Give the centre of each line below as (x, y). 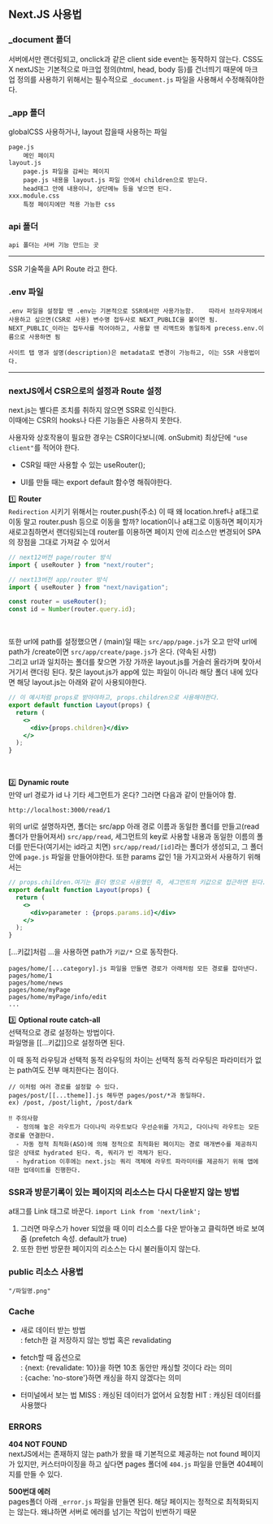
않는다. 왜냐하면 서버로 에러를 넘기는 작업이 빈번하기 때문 (107, 1512)
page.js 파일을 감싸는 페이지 (66, 171)
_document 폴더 (40, 40)
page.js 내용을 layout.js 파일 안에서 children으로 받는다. (116, 180)
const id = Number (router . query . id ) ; (72, 609)
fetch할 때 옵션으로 (50, 1357)
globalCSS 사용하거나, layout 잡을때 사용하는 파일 (88, 132)
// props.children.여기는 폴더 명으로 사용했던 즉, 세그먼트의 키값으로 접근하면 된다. (137, 883)
